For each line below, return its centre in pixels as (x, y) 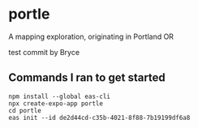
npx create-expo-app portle (56, 103)
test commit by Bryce (44, 52)
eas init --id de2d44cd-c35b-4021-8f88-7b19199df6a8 (99, 117)
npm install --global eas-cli (60, 96)
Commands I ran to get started (87, 78)
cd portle (25, 110)
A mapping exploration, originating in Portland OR (91, 36)
